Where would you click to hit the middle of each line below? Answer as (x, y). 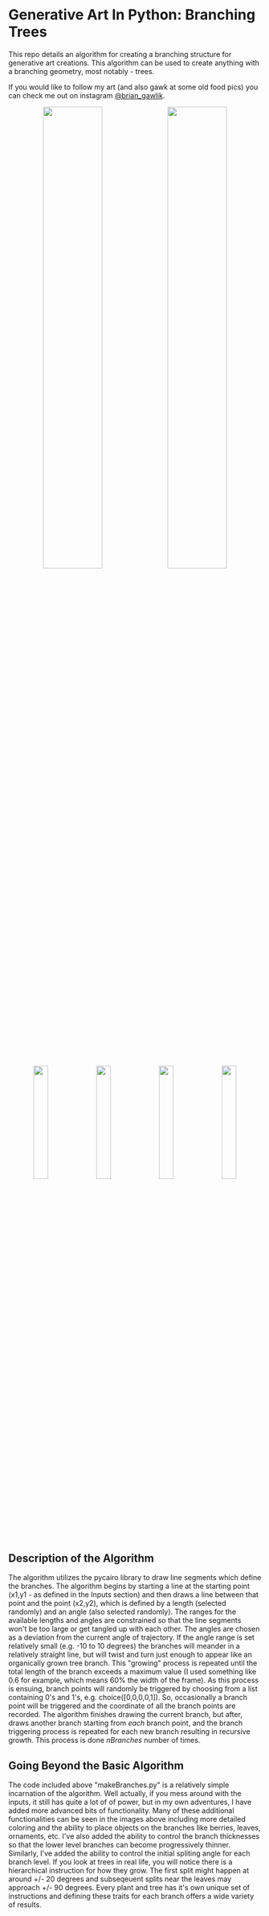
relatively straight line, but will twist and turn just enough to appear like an (130, 1655)
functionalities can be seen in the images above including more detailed (127, 1819)
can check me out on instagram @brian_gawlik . (87, 95)
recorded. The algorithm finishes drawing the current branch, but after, (126, 1715)
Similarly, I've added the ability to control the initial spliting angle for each (129, 1853)
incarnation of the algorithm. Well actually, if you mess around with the (125, 1794)
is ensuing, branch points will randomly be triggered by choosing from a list (133, 1689)
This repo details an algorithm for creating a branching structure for (120, 54)
